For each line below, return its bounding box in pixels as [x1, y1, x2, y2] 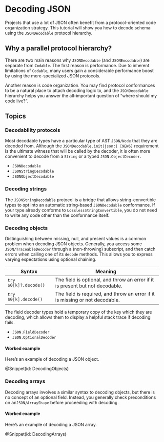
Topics [5, 112, 26, 120]
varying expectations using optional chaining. [5, 256, 97, 262]
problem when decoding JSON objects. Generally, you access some [5, 241, 143, 247]
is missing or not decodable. [55, 297, 120, 303]
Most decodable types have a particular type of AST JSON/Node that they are [5, 138, 158, 144]
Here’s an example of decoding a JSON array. [5, 421, 97, 427]
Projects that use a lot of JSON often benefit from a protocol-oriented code [5, 20, 156, 25]
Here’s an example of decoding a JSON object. [5, 356, 99, 362]
